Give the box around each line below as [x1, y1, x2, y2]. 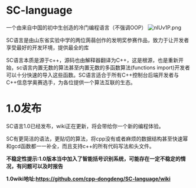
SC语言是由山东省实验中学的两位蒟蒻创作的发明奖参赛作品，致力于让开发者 [6, 36, 190, 43]
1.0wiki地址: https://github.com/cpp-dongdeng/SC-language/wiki [6, 175, 171, 182]
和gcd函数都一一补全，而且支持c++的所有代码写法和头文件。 [6, 142, 155, 149]
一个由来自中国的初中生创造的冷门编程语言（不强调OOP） [6, 24, 147, 31]
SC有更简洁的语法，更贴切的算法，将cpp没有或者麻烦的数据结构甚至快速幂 [6, 135, 188, 142]
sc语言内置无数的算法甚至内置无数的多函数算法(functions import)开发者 [16, 63, 190, 71]
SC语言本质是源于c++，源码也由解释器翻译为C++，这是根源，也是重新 [6, 56, 179, 63]
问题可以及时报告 [21, 162, 63, 170]
